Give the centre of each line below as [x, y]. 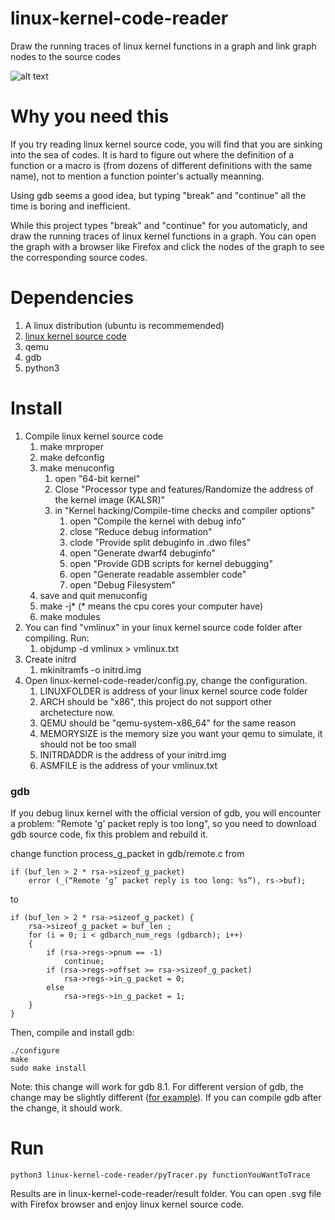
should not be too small [88, 744]
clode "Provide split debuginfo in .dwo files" [160, 542]
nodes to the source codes [66, 56]
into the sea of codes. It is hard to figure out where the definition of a [152, 154]
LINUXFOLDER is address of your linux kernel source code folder [173, 691]
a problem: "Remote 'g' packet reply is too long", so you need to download [163, 824]
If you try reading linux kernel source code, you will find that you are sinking [166, 144]
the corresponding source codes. [79, 257]
